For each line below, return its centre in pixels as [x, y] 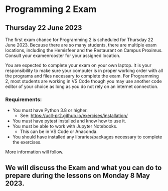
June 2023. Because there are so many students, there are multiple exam [81, 45]
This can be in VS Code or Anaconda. [59, 131]
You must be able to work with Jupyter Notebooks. [65, 126]
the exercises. [27, 142]
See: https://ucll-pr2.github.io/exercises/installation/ [74, 115]
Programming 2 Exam [51, 9]
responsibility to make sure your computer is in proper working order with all [84, 70]
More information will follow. [34, 152]
